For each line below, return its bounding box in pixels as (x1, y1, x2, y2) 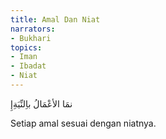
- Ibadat (10, 61, 47, 71)
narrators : (10, 24, 56, 34)
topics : (10, 42, 43, 53)
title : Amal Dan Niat (10, 14, 101, 25)
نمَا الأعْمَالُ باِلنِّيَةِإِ (10, 97, 73, 110)
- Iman (10, 52, 38, 62)
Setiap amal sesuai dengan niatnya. (10, 117, 157, 129)
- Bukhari (10, 33, 52, 43)
